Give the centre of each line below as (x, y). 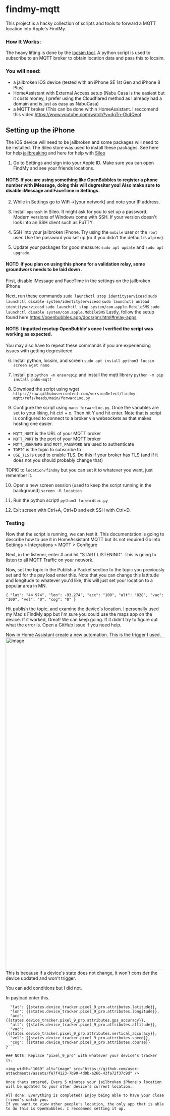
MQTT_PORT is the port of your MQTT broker (57, 439)
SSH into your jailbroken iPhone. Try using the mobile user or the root (85, 232)
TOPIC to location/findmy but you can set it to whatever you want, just (79, 470)
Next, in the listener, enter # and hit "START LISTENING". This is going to (81, 555)
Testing (15, 523)
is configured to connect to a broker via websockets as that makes (82, 418)
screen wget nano (31, 365)
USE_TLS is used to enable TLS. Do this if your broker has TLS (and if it (86, 455)
